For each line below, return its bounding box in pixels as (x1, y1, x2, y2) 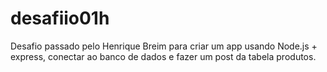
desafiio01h (10, 7, 110, 30)
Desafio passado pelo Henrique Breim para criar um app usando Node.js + (10, 40, 318, 52)
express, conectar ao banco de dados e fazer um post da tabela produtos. (10, 50, 317, 62)
